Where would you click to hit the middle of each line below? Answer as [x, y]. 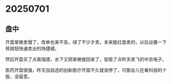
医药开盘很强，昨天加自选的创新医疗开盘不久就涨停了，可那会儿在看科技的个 [86, 70]
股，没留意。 [19, 76]
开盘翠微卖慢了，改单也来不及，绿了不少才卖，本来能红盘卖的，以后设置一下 [86, 42]
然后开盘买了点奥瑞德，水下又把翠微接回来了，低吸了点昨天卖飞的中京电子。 [86, 59]
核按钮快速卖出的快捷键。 [32, 48]
